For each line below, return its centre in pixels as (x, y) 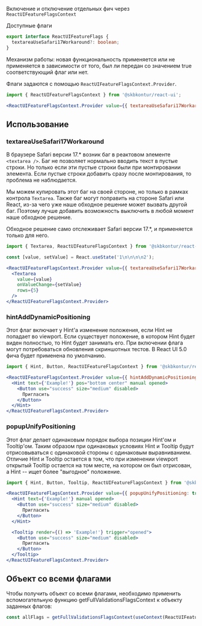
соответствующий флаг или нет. (47, 72)
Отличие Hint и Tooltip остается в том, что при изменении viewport (92, 459)
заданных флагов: (29, 606)
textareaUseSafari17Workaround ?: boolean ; (66, 42)
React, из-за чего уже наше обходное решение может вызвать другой (97, 204)
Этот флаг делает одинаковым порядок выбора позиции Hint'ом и (91, 440)
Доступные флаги (29, 26)
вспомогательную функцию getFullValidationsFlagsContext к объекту (94, 600)
